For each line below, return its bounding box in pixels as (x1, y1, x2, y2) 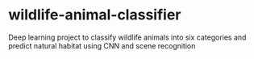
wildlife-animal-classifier (8, 6, 181, 24)
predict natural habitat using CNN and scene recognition (8, 40, 196, 50)
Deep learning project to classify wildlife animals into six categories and (8, 32, 247, 42)
